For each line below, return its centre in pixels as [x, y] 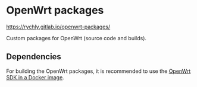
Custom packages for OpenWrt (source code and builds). [76, 38]
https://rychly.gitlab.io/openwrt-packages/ [58, 27]
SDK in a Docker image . [35, 77]
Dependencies [34, 57]
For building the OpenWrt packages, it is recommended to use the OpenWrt [98, 71]
